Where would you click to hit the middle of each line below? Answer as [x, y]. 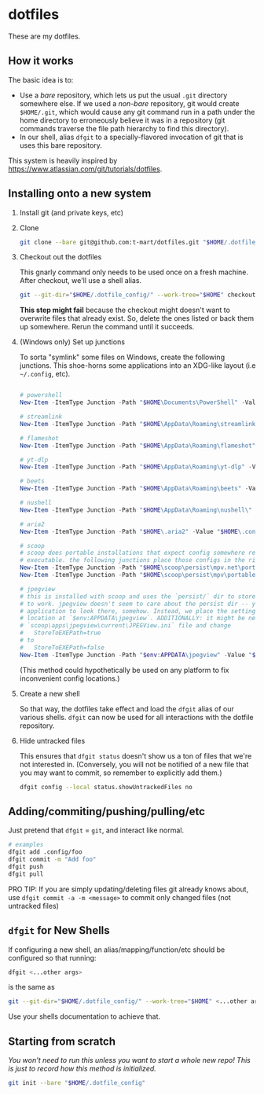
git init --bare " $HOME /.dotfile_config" [77, 1083]
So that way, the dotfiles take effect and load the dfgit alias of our [126, 708]
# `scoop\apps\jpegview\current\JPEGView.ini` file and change [125, 626]
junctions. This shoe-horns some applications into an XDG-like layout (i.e [137, 366]
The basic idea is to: [41, 79]
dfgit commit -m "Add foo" [52, 860]
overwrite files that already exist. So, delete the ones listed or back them [136, 318]
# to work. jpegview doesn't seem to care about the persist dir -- [134, 604]
